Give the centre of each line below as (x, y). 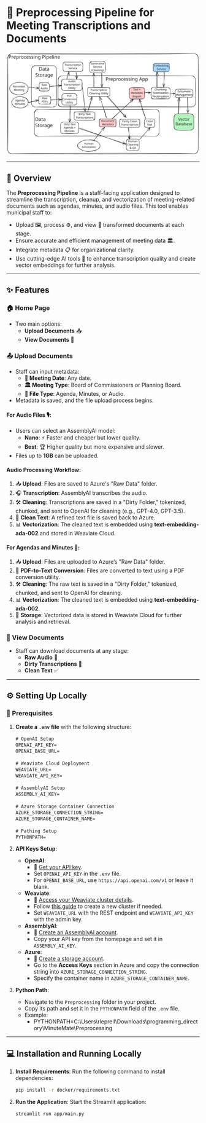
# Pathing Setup (36, 831)
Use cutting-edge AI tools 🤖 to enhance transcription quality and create (105, 258)
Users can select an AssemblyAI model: (65, 431)
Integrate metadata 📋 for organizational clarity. (75, 250)
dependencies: (34, 1078)
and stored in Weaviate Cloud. (78, 534)
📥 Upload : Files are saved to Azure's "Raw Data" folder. (86, 484)
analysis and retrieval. (43, 621)
